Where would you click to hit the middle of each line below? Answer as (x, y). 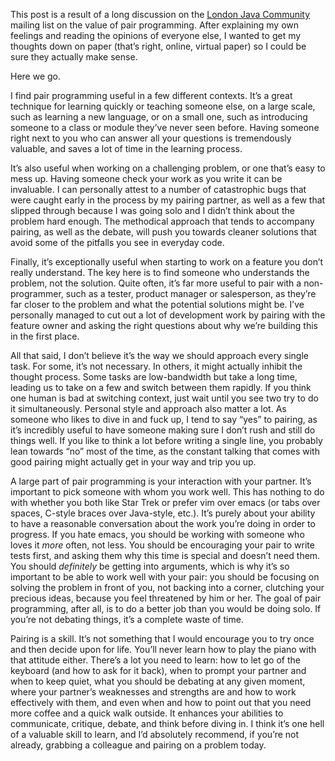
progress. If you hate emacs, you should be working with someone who (157, 534)
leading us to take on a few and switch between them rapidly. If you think (161, 387)
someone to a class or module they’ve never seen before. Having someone (165, 127)
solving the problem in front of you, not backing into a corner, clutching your (167, 587)
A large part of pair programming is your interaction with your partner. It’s (161, 481)
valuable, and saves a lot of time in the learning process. (126, 148)
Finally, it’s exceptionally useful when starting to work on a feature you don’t (167, 262)
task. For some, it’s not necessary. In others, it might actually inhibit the (156, 366)
